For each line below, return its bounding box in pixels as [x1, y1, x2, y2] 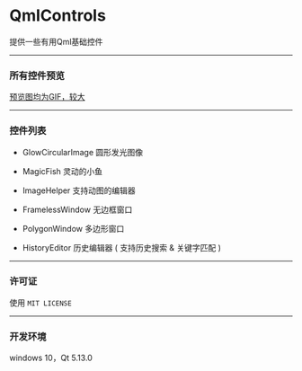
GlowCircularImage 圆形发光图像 [22, 146, 144, 157]
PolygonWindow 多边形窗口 [22, 223, 125, 234]
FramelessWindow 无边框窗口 [22, 204, 133, 215]
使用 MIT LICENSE [9, 297, 72, 308]
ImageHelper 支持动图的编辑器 [22, 185, 137, 196]
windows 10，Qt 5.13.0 [9, 352, 93, 364]
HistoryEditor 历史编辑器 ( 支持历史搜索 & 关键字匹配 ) [22, 242, 222, 252]
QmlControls [9, 5, 106, 26]
